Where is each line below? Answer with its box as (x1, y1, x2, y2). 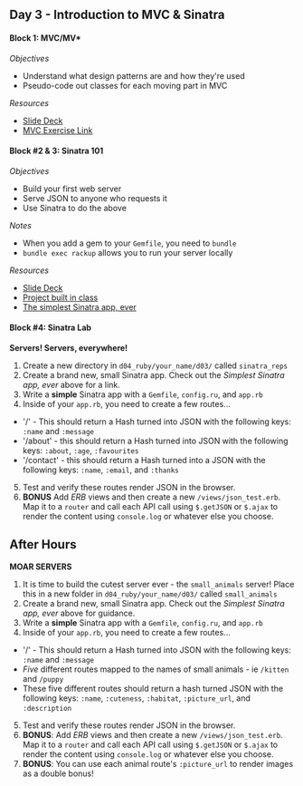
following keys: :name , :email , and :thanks (22, 464, 179, 475)
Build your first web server (22, 183, 122, 194)
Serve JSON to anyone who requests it (22, 192, 167, 203)
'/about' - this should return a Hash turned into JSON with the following (22, 435, 289, 446)
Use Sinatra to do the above (22, 202, 127, 213)
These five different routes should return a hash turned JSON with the (22, 683, 283, 694)
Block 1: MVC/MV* (9, 32, 81, 44)
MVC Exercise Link (22, 124, 93, 135)
